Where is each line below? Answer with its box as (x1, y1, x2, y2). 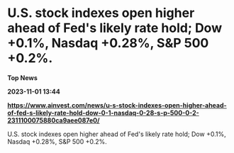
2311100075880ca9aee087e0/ (7, 115, 100, 125)
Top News (7, 73, 38, 82)
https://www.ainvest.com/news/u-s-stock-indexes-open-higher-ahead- (7, 101, 227, 109)
